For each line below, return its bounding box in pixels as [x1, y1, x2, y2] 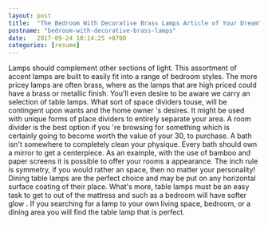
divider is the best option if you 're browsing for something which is [8, 123, 230, 132]
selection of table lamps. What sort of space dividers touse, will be [8, 97, 227, 107]
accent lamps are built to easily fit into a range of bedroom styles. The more [8, 72, 258, 81]
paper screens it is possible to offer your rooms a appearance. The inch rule [8, 156, 258, 166]
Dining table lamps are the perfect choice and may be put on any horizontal [8, 173, 257, 184]
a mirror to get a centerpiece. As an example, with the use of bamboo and [8, 148, 251, 158]
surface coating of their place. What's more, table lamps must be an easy [8, 182, 250, 191]
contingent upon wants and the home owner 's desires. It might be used [8, 105, 245, 116]
